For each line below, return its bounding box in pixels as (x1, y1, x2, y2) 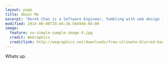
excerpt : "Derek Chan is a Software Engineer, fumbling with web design (5, 16, 160, 21)
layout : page (5, 7, 32, 12)
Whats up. (5, 53, 26, 59)
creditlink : (9, 40, 35, 45)
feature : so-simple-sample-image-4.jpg (9, 30, 93, 35)
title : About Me (5, 12, 39, 17)
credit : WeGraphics (9, 35, 50, 40)
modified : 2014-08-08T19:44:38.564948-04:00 (5, 21, 99, 26)
